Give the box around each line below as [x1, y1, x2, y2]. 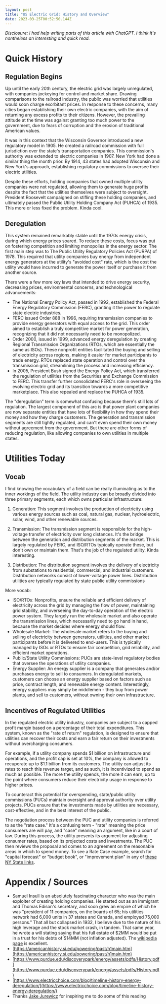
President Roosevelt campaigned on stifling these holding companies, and [5, 195, 157, 201]
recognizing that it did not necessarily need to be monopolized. [12, 331, 141, 337]
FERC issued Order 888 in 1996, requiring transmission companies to [12, 315, 153, 321]
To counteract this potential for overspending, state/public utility [5, 792, 136, 797]
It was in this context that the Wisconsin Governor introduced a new [5, 137, 143, 143]
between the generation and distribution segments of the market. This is [12, 536, 160, 542]
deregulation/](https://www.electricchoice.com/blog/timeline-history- [12, 982, 154, 988]
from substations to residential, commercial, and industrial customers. [12, 567, 155, 573]
